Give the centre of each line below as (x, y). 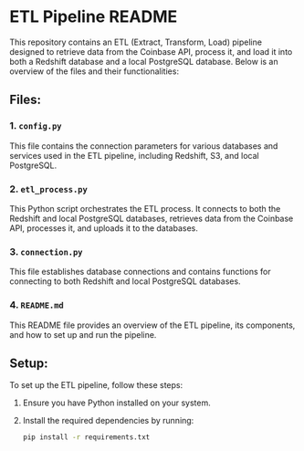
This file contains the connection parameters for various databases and (144, 146)
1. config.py (36, 126)
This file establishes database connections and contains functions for (140, 272)
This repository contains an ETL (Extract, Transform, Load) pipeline (136, 42)
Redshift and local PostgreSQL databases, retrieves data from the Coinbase (152, 218)
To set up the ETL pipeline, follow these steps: (96, 385)
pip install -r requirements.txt (86, 437)
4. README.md (37, 305)
